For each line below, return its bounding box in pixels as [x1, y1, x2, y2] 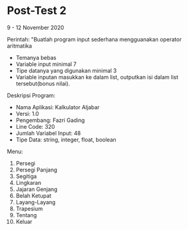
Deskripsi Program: [7, 92, 56, 99]
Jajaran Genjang [15, 185, 58, 193]
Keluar [15, 218, 32, 225]
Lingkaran [15, 179, 42, 186]
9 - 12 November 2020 [7, 24, 64, 31]
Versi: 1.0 [15, 110, 39, 117]
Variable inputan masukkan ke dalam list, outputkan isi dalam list [15, 73, 179, 81]
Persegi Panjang [15, 166, 58, 173]
